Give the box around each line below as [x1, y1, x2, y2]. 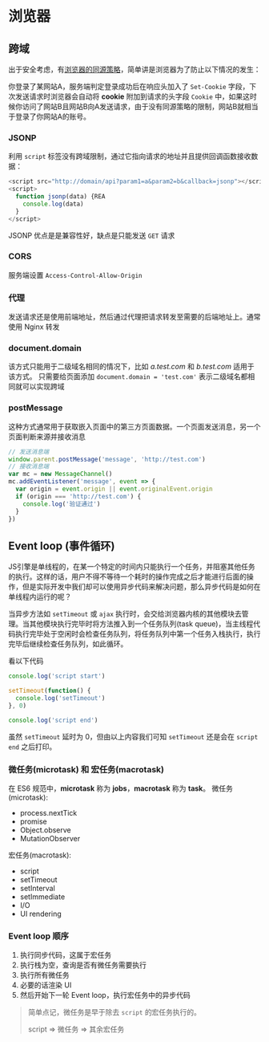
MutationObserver [19, 833, 81, 843]
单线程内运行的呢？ [8, 592, 72, 602]
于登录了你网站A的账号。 [8, 112, 90, 121]
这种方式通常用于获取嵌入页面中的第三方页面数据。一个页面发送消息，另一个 [8, 421, 261, 431]
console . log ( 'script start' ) [8, 672, 106, 681]
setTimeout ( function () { [8, 687, 91, 695]
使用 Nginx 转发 [8, 322, 60, 332]
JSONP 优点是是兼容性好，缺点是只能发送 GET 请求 [8, 230, 175, 240]
